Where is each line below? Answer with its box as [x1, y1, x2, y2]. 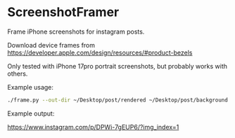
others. [7, 69, 28, 78]
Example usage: [7, 83, 54, 91]
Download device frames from [7, 41, 96, 49]
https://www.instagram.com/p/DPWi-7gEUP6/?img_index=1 [7, 123, 179, 131]
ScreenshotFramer [7, 4, 120, 20]
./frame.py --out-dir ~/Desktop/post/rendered [7, 96, 146, 104]
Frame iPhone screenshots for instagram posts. [7, 27, 145, 36]
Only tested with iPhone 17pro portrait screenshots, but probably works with [7, 62, 227, 70]
